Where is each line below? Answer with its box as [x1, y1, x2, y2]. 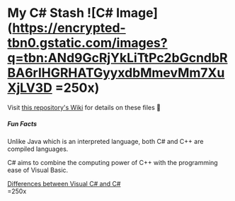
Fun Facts [7, 119, 38, 128]
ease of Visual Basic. [7, 166, 69, 174]
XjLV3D [7, 80, 53, 96]
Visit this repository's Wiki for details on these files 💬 [7, 103, 161, 111]
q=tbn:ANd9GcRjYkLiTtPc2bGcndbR [7, 50, 228, 66]
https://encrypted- [12, 20, 126, 36]
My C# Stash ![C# [7, 5, 113, 21]
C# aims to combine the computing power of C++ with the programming [7, 158, 218, 166]
